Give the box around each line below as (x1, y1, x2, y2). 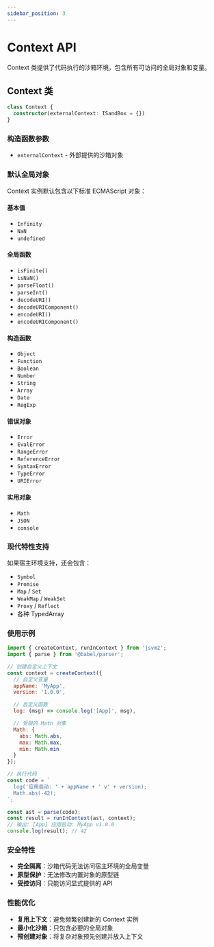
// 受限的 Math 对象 (13, 720, 67, 727)
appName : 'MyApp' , (13, 682, 66, 690)
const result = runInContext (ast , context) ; (7, 815, 136, 822)
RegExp (16, 402, 36, 409)
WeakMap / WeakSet (16, 594, 66, 603)
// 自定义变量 (13, 676, 49, 683)
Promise (16, 581, 39, 587)
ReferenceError (16, 456, 61, 463)
